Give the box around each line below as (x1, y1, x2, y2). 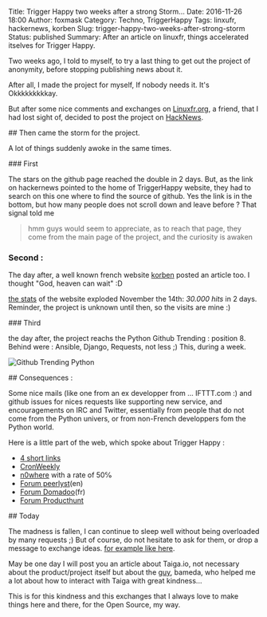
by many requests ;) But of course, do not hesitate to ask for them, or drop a (8, 535, 259, 545)
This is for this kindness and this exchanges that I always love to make (8, 591, 239, 601)
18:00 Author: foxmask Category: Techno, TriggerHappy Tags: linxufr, (8, 15, 237, 25)
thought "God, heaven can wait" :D (8, 279, 124, 288)
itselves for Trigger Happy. (8, 41, 96, 50)
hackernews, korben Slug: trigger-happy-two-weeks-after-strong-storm (8, 24, 245, 33)
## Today (8, 511, 40, 521)
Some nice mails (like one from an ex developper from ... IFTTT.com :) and (8, 389, 253, 398)
